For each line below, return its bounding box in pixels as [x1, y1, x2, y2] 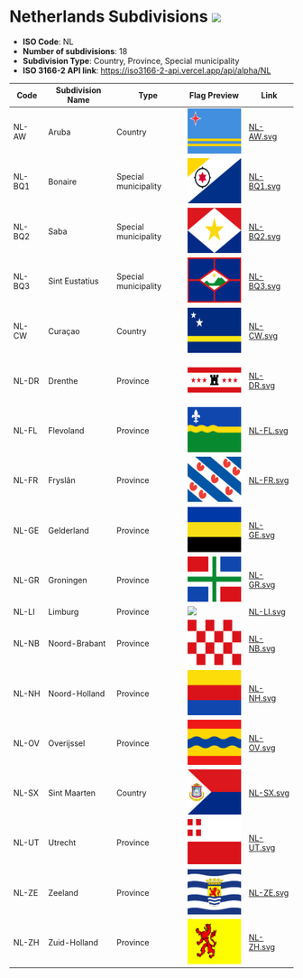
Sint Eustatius [48, 275, 99, 286]
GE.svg [248, 530, 275, 541]
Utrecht [48, 837, 77, 848]
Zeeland [48, 887, 79, 898]
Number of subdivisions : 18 [22, 45, 128, 56]
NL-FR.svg [248, 475, 289, 486]
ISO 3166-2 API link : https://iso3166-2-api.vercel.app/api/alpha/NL [22, 65, 271, 76]
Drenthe [48, 375, 78, 386]
